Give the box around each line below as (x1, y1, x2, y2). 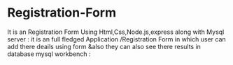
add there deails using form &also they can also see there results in (7, 42, 202, 50)
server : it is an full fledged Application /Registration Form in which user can (7, 35, 226, 43)
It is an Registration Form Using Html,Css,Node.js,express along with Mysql (7, 28, 225, 36)
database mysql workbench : (7, 50, 91, 58)
